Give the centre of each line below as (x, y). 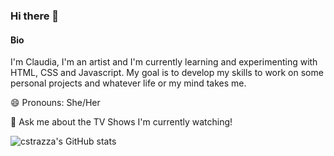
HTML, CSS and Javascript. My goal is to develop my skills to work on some (167, 73)
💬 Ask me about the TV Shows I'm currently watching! (121, 122)
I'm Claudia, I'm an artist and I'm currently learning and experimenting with (164, 62)
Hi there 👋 (35, 16)
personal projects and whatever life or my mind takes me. (128, 83)
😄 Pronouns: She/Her (55, 103)
